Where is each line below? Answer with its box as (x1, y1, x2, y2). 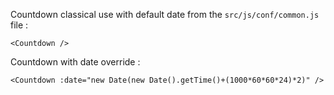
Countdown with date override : (10, 56, 141, 68)
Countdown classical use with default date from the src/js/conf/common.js (10, 9, 320, 20)
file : (10, 19, 29, 31)
